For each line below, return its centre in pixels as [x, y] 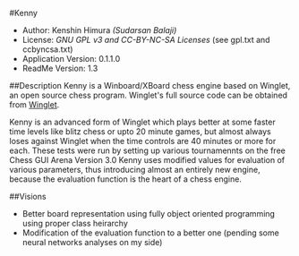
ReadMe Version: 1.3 [60, 68]
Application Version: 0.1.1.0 [71, 59]
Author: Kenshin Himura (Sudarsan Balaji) [99, 30]
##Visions [28, 196]
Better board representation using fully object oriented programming [149, 213]
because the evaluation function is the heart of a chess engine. [125, 179]
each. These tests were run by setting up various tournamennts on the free [148, 150]
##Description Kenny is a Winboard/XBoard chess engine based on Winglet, [150, 85]
